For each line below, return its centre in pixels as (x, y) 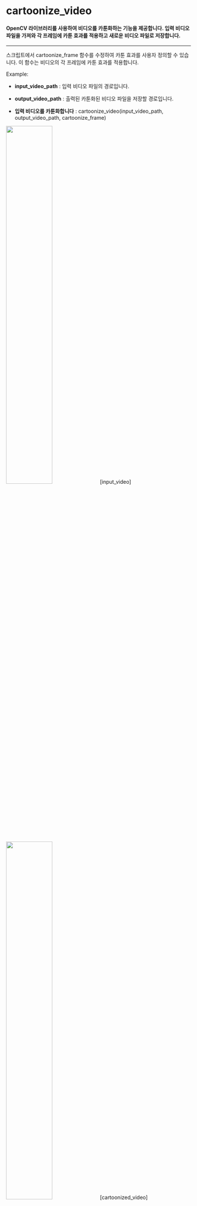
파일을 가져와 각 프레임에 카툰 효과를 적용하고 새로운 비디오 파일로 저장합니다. (93, 35)
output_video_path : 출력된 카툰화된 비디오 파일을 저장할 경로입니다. (94, 99)
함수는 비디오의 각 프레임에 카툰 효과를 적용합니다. (81, 62)
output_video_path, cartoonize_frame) (60, 118)
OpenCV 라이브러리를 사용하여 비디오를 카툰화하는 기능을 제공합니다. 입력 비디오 (98, 28)
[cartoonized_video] (124, 1197)
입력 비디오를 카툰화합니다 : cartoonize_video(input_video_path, (89, 111)
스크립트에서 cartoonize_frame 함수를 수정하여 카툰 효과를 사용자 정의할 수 (92, 55)
